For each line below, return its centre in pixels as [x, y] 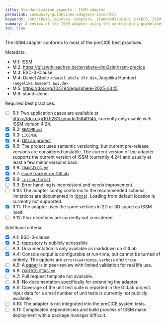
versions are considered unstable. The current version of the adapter [83, 152]
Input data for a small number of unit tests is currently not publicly [80, 293]
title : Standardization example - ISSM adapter [55, 10]
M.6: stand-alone [30, 94]
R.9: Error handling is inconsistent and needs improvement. [73, 185]
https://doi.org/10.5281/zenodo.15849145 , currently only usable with [82, 119]
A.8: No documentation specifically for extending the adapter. [76, 282]
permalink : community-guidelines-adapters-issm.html [61, 14]
